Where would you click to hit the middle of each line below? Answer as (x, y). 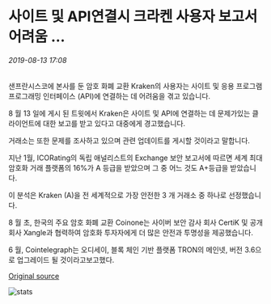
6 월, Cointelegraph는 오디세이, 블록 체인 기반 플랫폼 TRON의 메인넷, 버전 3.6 (132, 250)
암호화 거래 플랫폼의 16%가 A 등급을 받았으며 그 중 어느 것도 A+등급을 (119, 168)
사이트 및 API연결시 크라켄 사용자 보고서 (133, 17)
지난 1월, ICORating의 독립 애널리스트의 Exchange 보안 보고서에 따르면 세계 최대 (135, 158)
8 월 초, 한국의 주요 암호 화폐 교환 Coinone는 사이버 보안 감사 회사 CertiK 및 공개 (136, 222)
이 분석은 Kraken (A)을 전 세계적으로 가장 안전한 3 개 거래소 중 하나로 (118, 196)
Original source (34, 277)
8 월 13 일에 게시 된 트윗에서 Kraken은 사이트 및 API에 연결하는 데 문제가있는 (129, 113)
